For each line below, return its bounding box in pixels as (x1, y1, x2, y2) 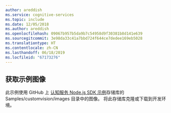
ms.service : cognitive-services (5, 12, 74, 17)
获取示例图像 (5, 75, 46, 83)
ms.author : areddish (5, 26, 50, 32)
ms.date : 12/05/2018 (5, 21, 50, 27)
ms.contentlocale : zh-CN (5, 45, 58, 50)
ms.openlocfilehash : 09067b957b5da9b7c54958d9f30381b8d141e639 (5, 31, 143, 36)
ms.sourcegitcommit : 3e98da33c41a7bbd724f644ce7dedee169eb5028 (5, 36, 143, 41)
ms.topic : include (5, 17, 44, 22)
